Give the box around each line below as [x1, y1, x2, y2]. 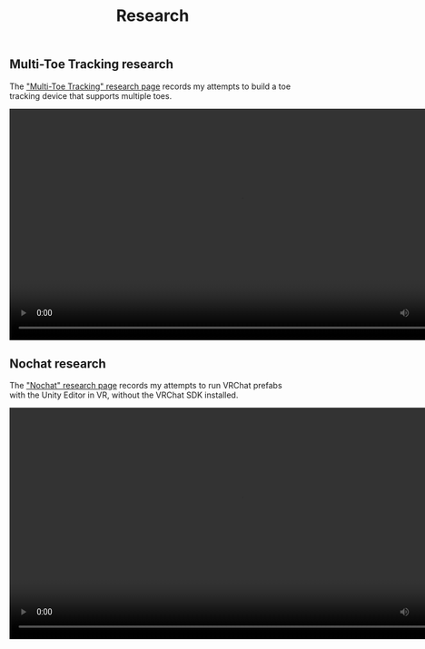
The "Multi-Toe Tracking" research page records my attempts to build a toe [9, 81, 292, 92]
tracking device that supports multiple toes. [9, 90, 173, 101]
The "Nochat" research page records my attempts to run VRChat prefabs [9, 380, 283, 391]
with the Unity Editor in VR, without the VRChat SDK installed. [9, 389, 239, 400]
